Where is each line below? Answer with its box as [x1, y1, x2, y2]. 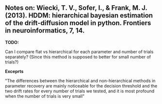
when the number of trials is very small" [5, 93, 85, 99]
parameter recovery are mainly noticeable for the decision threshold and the [5, 83, 158, 89]
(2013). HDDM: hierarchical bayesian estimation [5, 12, 153, 20]
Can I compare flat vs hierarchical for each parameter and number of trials [5, 48, 154, 55]
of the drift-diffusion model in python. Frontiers [5, 19, 151, 27]
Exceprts [5, 68, 24, 74]
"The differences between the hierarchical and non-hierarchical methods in [5, 77, 156, 84]
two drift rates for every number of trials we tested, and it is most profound [5, 88, 155, 94]
